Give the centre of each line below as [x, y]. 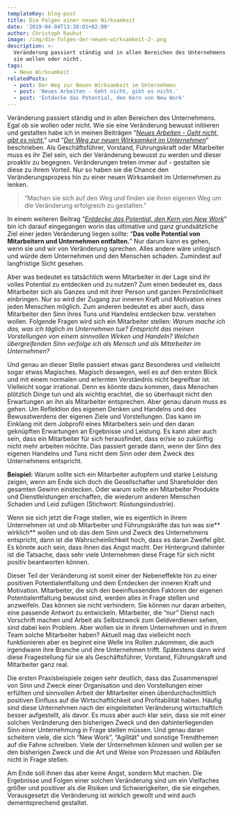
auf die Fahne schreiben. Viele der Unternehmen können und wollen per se [115, 745]
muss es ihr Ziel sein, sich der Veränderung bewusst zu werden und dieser [114, 155]
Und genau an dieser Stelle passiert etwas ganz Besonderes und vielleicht [114, 364]
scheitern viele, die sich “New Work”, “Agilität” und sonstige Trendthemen [113, 737]
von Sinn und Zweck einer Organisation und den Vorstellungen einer [105, 685]
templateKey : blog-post [42, 14]
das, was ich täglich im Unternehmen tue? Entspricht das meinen [101, 329]
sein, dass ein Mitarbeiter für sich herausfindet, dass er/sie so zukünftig [110, 439]
